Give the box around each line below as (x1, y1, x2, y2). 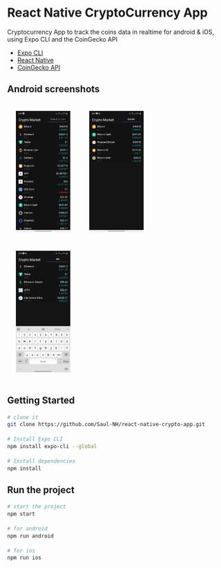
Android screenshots (7, 83, 100, 95)
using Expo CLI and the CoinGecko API (7, 35, 118, 43)
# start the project (7, 504, 67, 511)
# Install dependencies (7, 457, 76, 465)
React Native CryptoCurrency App (7, 5, 209, 21)
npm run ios (7, 554, 41, 562)
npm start (7, 511, 36, 517)
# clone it (7, 414, 39, 420)
